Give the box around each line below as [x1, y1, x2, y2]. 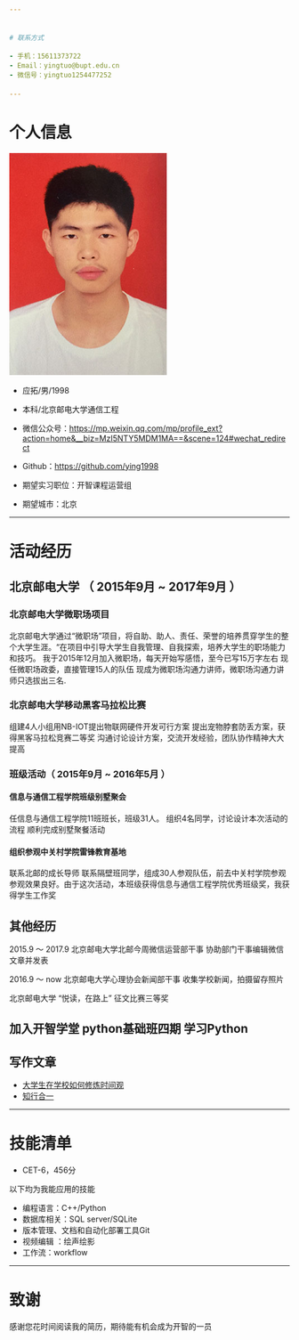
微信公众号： [21, 423, 69, 434]
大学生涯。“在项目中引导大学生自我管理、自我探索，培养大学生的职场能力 [16, 641, 287, 652]
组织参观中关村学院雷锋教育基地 [9, 846, 126, 857]
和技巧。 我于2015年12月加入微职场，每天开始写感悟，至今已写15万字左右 [9, 653, 279, 663]
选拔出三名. [24, 675, 67, 686]
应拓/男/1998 [21, 385, 69, 395]
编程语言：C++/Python [21, 1203, 107, 1214]
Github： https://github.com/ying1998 [21, 460, 159, 471]
